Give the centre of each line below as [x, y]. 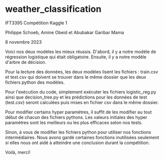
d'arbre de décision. [26, 62]
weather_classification [53, 9]
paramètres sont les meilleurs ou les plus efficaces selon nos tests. [74, 122]
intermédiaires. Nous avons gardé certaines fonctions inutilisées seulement [82, 137]
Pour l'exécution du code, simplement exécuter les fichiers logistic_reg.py [81, 92]
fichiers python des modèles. [35, 82]
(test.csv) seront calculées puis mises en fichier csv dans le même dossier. [82, 102]
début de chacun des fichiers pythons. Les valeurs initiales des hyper [76, 117]
